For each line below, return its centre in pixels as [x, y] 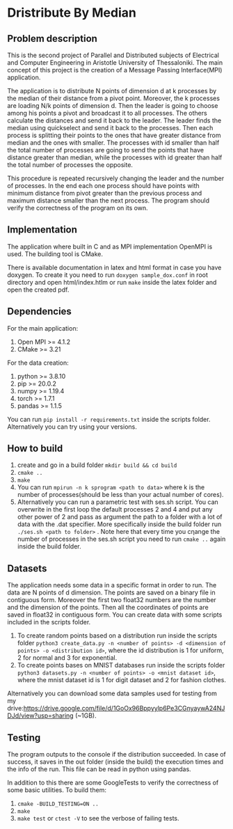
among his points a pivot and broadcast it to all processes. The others [107, 113]
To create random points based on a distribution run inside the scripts [117, 635]
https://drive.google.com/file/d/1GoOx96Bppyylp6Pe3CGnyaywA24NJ [124, 709]
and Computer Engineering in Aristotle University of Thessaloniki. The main [115, 63]
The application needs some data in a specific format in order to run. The [112, 585]
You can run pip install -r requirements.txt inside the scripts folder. [109, 419]
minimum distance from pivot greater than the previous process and [105, 193]
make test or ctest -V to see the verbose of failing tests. [98, 819]
